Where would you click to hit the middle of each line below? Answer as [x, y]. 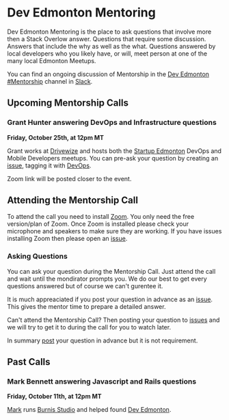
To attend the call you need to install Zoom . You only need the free [101, 217]
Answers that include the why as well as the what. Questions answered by [111, 46]
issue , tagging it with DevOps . [49, 165]
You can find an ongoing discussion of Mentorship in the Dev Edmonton [108, 74]
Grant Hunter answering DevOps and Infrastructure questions [112, 123]
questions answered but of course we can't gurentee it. [85, 285]
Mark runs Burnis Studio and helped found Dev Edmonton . [89, 410]
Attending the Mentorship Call [73, 200]
